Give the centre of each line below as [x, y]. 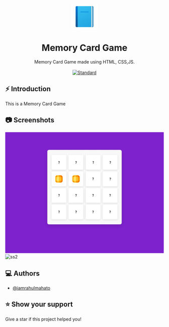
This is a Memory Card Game [35, 104]
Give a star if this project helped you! [43, 319]
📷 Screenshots [30, 120]
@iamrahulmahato [31, 288]
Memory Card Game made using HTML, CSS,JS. [84, 61]
